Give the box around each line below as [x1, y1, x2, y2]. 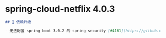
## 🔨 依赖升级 [5, 19, 31, 24]
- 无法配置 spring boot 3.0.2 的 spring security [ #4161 [5, 28, 121, 33]
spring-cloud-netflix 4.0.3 [5, 3, 115, 15]
